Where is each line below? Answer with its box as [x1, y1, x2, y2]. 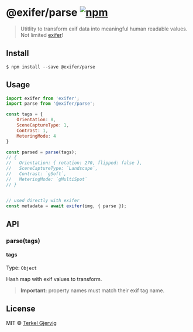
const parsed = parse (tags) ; [6, 149, 77, 155]
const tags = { [6, 111, 43, 117]
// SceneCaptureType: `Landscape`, [6, 166, 98, 172]
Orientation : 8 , [16, 117, 57, 123]
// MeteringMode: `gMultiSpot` [6, 176, 88, 182]
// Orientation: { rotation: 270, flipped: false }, [6, 160, 143, 166]
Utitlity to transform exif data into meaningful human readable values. [20, 25, 188, 32]
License [6, 304, 36, 314]
